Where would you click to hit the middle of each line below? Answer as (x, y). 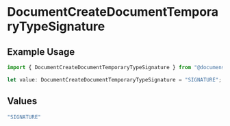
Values (22, 101)
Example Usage (41, 52)
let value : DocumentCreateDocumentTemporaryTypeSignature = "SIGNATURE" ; (115, 79)
